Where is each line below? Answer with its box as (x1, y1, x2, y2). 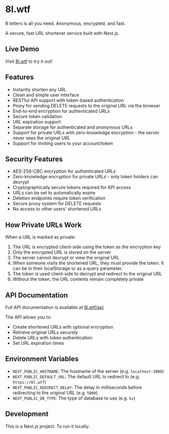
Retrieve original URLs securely (12, 329, 78, 335)
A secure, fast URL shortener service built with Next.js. (5, 30, 120, 36)
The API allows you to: (5, 314, 52, 320)
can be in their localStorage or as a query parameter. (12, 265, 123, 271)
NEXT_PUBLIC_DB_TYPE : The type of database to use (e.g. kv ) (12, 395, 136, 401)
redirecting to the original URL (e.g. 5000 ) (12, 389, 98, 396)
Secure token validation (12, 113, 62, 120)
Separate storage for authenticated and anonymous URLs (12, 124, 133, 130)
